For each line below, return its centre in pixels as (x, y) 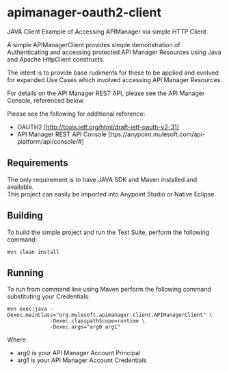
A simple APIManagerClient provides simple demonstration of (94, 44)
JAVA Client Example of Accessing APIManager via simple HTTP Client (107, 31)
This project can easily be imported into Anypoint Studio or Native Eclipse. (112, 194)
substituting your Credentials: (49, 296)
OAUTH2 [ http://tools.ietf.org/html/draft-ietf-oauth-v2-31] (98, 127)
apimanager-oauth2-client (84, 13)
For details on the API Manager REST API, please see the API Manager (106, 93)
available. (21, 187)
